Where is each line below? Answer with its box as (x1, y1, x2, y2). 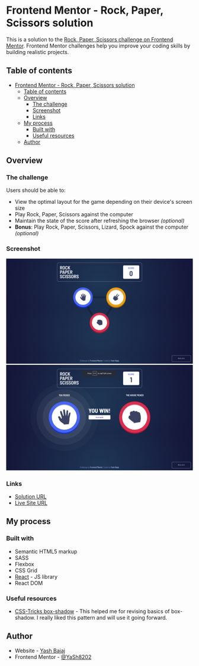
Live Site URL (14, 500, 48, 507)
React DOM (14, 579, 43, 586)
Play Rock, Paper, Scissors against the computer (14, 211, 133, 218)
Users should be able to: (6, 187, 66, 194)
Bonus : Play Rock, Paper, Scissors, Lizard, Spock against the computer (14, 223, 188, 231)
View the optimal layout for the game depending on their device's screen (14, 198, 192, 206)
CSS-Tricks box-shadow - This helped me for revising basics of (14, 608, 170, 615)
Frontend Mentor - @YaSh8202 (14, 653, 92, 660)
